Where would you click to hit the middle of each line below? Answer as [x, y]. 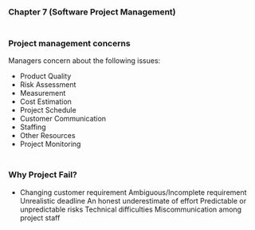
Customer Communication [63, 119]
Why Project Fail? [43, 175]
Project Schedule [48, 110]
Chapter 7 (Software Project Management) [92, 12]
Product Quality [45, 76]
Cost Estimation [45, 101]
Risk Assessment [48, 85]
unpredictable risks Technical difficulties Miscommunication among [130, 209]
